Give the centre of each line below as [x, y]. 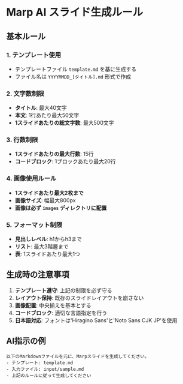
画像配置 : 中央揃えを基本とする [53, 305]
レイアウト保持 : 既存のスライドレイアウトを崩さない [79, 298]
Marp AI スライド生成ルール [75, 12]
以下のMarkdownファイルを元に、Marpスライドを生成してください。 [78, 356]
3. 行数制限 [22, 140]
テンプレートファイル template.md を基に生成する [76, 69]
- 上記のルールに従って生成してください [49, 376]
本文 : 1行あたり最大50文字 [47, 115]
